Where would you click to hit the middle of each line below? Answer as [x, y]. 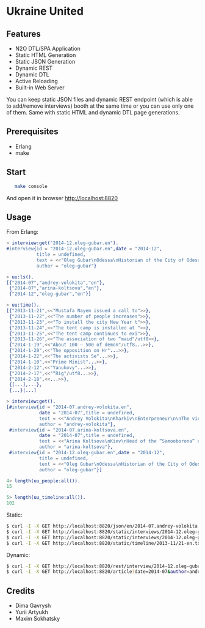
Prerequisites [32, 132]
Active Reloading [36, 81]
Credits [21, 591]
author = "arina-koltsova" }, [76, 447]
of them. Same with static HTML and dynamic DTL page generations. [93, 112]
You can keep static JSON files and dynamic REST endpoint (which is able [100, 99]
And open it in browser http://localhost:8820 [62, 198]
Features [23, 34]
